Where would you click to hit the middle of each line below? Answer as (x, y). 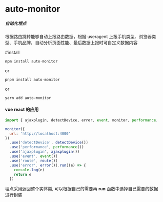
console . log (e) (29, 170)
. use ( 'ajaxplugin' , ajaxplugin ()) (44, 152)
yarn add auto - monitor (28, 98)
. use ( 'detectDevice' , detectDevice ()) (49, 142)
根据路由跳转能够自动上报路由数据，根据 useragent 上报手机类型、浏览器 (79, 37)
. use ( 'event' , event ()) (33, 156)
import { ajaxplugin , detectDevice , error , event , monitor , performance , (82, 120)
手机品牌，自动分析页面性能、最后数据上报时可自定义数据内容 (75, 43)
